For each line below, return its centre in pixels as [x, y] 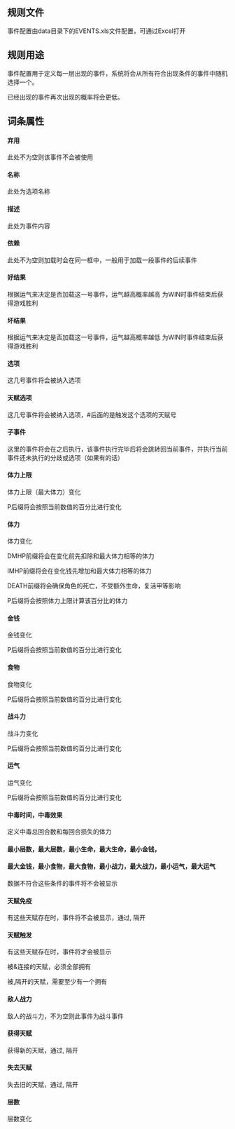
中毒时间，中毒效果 [35, 815]
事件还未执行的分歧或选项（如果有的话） [65, 457]
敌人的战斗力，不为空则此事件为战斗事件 [65, 1016]
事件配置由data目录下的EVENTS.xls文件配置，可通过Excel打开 [97, 31]
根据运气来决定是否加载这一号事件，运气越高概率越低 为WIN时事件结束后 [113, 337]
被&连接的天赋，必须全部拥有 [49, 967]
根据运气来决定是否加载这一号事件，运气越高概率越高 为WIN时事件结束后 [113, 295]
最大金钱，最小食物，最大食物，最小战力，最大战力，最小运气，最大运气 [111, 866]
